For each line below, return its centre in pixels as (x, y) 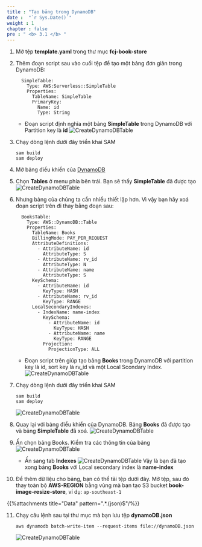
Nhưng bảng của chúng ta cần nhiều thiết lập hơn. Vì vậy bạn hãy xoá (102, 200)
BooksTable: (36, 217)
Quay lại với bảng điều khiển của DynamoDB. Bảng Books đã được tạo (103, 425)
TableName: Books (54, 233)
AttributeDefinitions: (60, 244)
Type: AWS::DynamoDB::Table (62, 222)
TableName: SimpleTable (62, 97)
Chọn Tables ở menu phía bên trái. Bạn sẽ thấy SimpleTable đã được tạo (106, 182)
